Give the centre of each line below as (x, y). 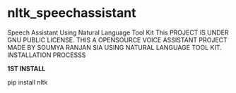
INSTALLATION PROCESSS (47, 55)
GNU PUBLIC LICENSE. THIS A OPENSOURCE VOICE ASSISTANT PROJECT (117, 39)
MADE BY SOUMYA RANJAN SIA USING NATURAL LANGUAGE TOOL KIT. (115, 47)
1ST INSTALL (26, 68)
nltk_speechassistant (72, 13)
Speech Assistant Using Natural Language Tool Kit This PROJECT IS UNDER (118, 32)
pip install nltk (28, 82)
